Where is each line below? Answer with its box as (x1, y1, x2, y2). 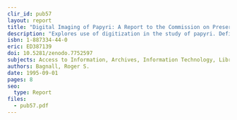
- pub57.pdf (13, 102, 49, 109)
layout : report (7, 17, 52, 24)
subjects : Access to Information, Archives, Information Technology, (7, 56, 217, 64)
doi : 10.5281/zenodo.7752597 (7, 50, 93, 57)
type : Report (13, 89, 52, 96)
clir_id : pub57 (7, 10, 52, 18)
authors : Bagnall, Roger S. (7, 63, 90, 70)
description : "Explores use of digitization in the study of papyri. (7, 30, 217, 37)
